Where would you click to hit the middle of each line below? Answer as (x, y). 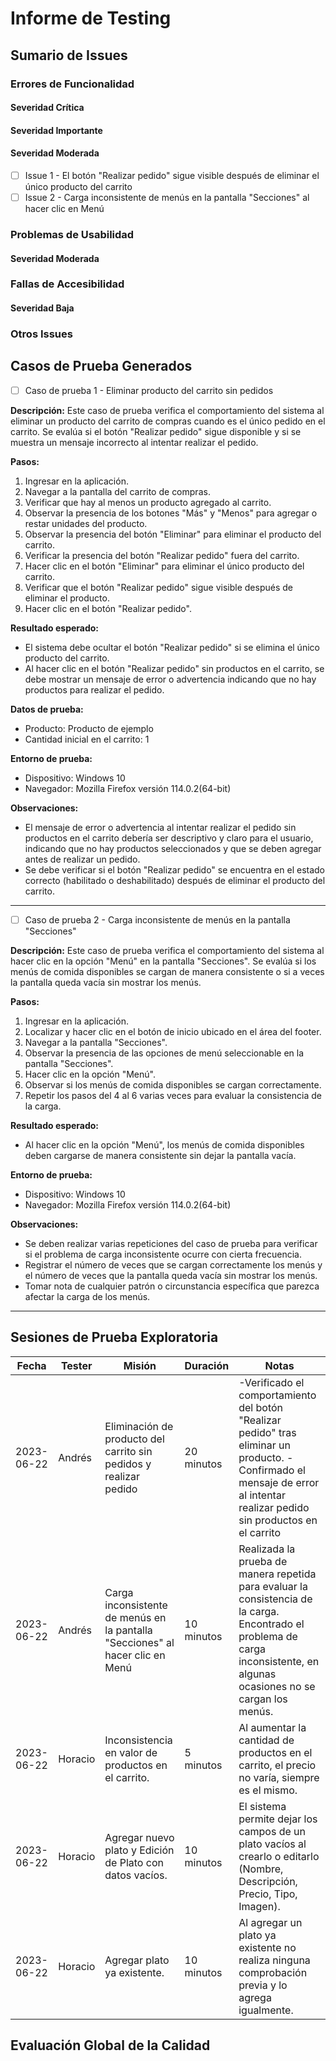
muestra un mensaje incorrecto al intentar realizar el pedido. (134, 442)
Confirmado (266, 1470)
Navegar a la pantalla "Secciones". (96, 1042)
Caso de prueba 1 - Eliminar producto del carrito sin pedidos (149, 390)
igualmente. (266, 2010)
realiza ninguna (274, 1960)
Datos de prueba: (47, 709)
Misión (140, 1365)
